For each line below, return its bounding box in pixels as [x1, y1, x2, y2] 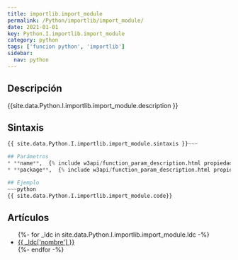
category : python [7, 37, 59, 44]
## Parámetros [7, 153, 50, 160]
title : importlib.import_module [7, 10, 103, 18]
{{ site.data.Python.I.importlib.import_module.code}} [7, 192, 173, 199]
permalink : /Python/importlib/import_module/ [7, 17, 144, 24]
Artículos [7, 211, 50, 223]
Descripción [7, 83, 62, 95]
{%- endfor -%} [17, 245, 64, 254]
